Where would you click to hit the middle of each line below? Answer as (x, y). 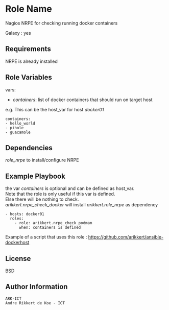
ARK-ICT (14, 299)
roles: (17, 219)
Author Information (37, 287)
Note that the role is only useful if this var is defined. (60, 194)
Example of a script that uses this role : (46, 237)
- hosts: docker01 (25, 214)
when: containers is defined (50, 228)
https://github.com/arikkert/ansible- (126, 237)
